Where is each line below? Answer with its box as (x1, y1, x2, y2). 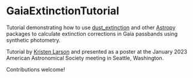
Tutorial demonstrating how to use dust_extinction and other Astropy (6, 24, 176, 31)
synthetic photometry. (6, 36, 61, 43)
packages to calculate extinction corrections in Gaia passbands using (6, 30, 178, 37)
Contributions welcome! (6, 65, 65, 73)
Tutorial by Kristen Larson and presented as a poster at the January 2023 (6, 48, 188, 55)
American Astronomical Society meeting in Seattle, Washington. (6, 54, 164, 61)
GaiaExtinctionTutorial (6, 4, 120, 18)
